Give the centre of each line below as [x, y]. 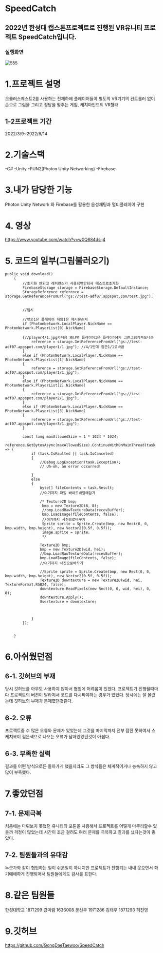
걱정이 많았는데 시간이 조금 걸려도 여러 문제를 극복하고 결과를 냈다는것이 [82, 832]
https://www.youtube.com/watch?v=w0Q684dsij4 [55, 240]
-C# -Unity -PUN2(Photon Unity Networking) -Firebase [60, 168]
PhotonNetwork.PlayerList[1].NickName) [45, 360]
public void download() [29, 274]
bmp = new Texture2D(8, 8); [70, 506]
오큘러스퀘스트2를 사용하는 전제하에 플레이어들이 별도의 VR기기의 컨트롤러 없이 [80, 99]
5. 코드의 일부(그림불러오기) [57, 261]
